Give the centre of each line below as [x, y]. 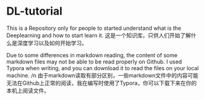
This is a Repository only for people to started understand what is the [94, 28]
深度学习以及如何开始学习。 [52, 43]
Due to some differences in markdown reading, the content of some [92, 55]
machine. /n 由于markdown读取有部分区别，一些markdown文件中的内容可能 [102, 75]
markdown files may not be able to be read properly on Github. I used [94, 62]
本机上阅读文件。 [28, 90]
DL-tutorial [34, 11]
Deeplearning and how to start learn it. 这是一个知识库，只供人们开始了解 [99, 35]
